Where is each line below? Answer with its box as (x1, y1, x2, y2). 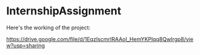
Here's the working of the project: (6, 24, 91, 31)
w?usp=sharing (6, 42, 45, 49)
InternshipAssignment (6, 4, 121, 18)
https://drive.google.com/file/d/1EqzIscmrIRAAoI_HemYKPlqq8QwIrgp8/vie (6, 35, 194, 42)
